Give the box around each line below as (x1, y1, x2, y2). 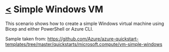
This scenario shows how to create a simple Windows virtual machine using (5, 20, 164, 27)
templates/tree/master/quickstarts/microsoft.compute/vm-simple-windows (5, 41, 163, 47)
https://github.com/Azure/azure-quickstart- (47, 36, 139, 42)
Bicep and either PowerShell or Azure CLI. (5, 25, 93, 32)
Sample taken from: (5, 36, 47, 42)
